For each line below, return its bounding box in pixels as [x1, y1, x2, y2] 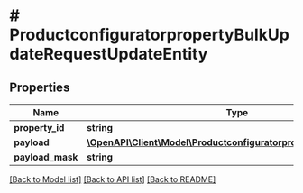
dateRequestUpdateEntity [9, 44, 208, 64]
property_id [14, 122, 65, 133]
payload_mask [14, 151, 78, 163]
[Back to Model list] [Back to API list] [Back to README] [9, 174, 216, 185]
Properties [9, 79, 70, 95]
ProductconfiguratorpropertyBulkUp [9, 24, 290, 45]
